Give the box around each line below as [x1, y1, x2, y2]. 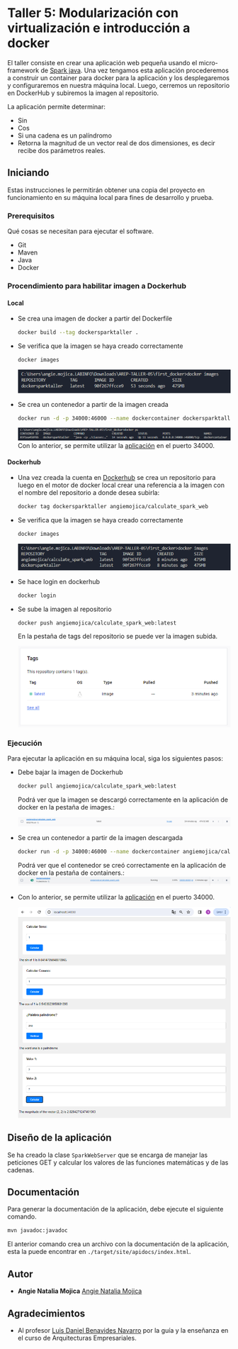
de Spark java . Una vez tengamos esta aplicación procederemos [40, 66, 229, 74]
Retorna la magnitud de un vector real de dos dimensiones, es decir [17, 138, 216, 147]
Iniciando [7, 167, 50, 179]
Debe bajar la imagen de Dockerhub [17, 768, 123, 777]
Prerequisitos [7, 211, 55, 220]
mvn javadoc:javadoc [7, 1227, 69, 1234]
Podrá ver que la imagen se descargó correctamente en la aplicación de [17, 795, 229, 804]
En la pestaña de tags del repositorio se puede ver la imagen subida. [17, 632, 218, 641]
